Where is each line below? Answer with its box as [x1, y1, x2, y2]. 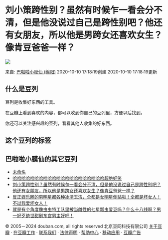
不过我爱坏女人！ [12, 200, 48, 206]
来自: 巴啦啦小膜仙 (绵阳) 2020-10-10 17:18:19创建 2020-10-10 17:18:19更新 [5, 68, 158, 75]
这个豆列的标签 [5, 136, 51, 145]
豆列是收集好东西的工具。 [5, 99, 58, 105]
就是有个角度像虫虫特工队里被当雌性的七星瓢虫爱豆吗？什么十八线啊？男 [12, 206, 161, 212]
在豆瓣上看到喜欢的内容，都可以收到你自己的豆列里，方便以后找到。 [5, 109, 145, 115]
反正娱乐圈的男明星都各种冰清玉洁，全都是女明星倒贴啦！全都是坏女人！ [12, 194, 161, 200]
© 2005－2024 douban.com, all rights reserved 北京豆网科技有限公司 [5, 223, 148, 229]
